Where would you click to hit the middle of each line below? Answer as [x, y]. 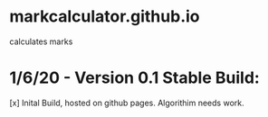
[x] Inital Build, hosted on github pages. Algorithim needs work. [127, 103]
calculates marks [41, 41]
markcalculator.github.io [105, 17]
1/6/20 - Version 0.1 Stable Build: [134, 78]
